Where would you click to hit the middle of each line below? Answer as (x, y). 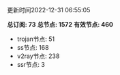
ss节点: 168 (33, 47)
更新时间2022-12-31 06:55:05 (49, 10)
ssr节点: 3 (31, 64)
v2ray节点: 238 (38, 56)
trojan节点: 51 (36, 39)
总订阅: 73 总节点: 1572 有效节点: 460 (60, 25)
